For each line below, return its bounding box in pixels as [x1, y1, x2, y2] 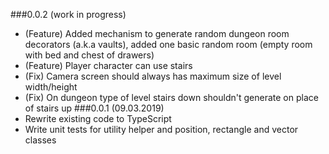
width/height [24, 81, 78, 93]
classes [24, 134, 57, 146]
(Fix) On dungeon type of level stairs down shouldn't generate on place [24, 92, 319, 103]
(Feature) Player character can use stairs [24, 60, 193, 71]
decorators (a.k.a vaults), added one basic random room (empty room [24, 39, 313, 50]
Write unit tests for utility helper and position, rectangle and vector [24, 124, 299, 135]
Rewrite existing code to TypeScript [24, 113, 172, 124]
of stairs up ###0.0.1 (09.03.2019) [24, 102, 165, 114]
